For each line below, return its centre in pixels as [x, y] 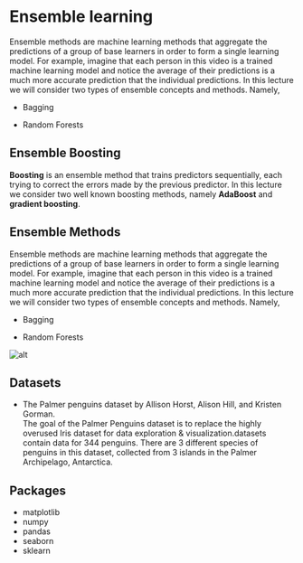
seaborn [38, 541]
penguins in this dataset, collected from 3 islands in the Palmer [140, 453]
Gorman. [39, 414]
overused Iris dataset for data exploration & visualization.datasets [144, 433]
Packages [38, 490]
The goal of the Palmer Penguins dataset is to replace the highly [142, 424]
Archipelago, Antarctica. [67, 462]
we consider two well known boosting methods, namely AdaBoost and [141, 194]
